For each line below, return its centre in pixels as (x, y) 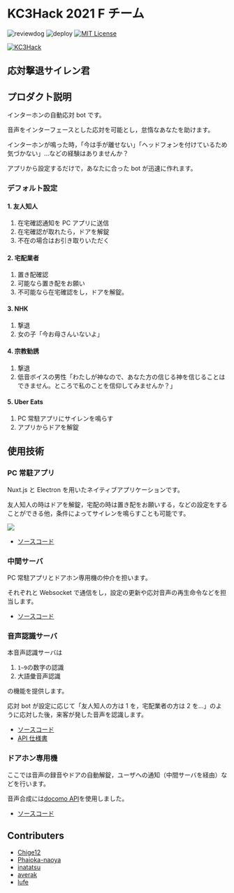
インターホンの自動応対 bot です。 (57, 115)
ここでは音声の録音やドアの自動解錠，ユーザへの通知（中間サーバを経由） (114, 775)
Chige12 (29, 852)
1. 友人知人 (23, 206)
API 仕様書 (32, 738)
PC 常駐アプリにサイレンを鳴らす (65, 419)
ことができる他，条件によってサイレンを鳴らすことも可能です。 (98, 513)
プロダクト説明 (39, 97)
